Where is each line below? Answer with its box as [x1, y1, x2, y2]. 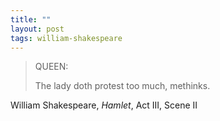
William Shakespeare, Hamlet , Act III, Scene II [10, 99, 198, 111]
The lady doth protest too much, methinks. [34, 80, 211, 92]
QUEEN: [34, 61, 69, 73]
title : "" [10, 14, 52, 25]
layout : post [10, 24, 65, 34]
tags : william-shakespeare [10, 33, 123, 43]
